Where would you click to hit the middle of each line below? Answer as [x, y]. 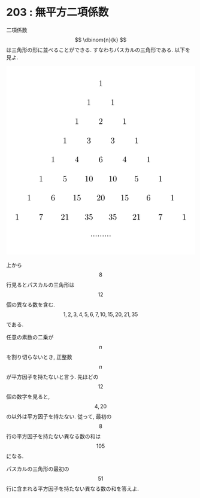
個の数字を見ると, [28, 396]
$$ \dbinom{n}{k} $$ [101, 40]
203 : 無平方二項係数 [57, 12]
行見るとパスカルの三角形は [40, 284]
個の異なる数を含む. [31, 304]
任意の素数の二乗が [30, 337]
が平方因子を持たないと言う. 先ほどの [52, 376]
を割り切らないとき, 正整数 [39, 357]
